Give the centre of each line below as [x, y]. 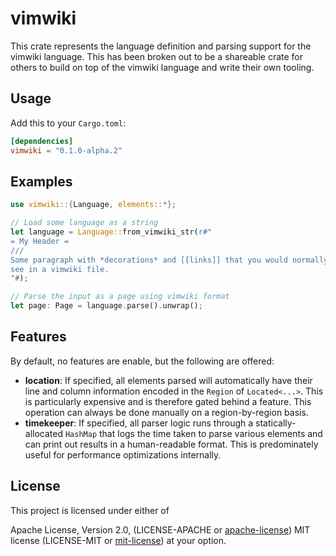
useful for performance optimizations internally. [123, 454]
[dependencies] [42, 141]
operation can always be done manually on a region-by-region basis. [166, 412]
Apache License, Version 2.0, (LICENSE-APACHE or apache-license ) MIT [160, 529]
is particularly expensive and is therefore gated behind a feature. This [168, 401]
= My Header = [40, 241]
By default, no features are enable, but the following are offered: [142, 361]
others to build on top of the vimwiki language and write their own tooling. [162, 67]
